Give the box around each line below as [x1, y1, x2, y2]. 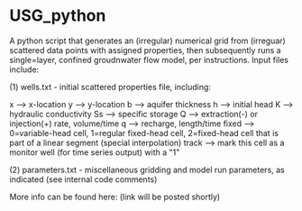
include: [9, 64, 40, 75]
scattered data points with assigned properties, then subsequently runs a [9, 44, 281, 55]
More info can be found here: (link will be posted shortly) [9, 191, 221, 202]
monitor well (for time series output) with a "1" [9, 146, 180, 158]
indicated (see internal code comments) [9, 173, 158, 185]
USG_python [9, 5, 106, 26]
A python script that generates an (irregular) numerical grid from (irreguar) [9, 35, 286, 46]
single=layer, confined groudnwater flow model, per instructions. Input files [9, 54, 288, 65]
